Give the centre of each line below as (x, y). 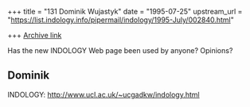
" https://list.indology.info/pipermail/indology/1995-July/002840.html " (121, 20)
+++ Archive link (35, 35)
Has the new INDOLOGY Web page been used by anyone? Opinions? (120, 50)
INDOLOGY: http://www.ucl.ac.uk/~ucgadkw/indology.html (104, 94)
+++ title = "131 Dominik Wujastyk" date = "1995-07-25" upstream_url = (125, 11)
